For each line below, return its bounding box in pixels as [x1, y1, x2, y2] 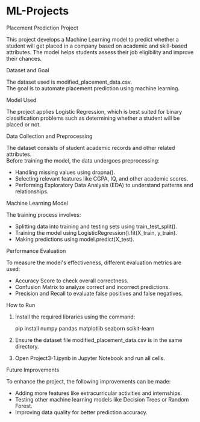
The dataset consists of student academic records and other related [6, 144, 175, 151]
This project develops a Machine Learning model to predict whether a [6, 36, 180, 43]
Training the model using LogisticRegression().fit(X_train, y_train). [14, 229, 178, 236]
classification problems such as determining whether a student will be [6, 114, 180, 122]
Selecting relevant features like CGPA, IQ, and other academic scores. [14, 175, 189, 182]
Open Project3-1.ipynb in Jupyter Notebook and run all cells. [14, 354, 166, 362]
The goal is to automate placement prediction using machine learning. [6, 84, 180, 92]
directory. [14, 343, 39, 350]
